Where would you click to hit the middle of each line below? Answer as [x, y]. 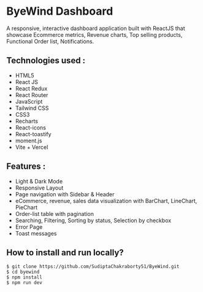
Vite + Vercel [32, 147]
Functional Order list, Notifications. [50, 41]
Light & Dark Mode [39, 181]
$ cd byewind [23, 272]
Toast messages [36, 233]
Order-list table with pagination [54, 213]
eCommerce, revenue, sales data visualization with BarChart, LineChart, [106, 201]
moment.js [29, 140]
